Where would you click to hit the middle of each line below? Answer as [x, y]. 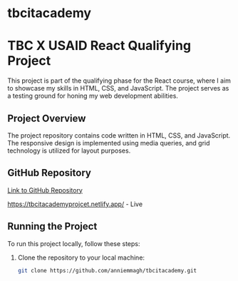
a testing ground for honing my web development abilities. [93, 96]
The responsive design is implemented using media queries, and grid [109, 143]
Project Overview [47, 118]
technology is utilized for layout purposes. [69, 150]
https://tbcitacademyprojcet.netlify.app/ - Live [75, 204]
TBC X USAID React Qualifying [99, 46]
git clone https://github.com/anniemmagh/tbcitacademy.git [107, 270]
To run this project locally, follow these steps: [74, 243]
